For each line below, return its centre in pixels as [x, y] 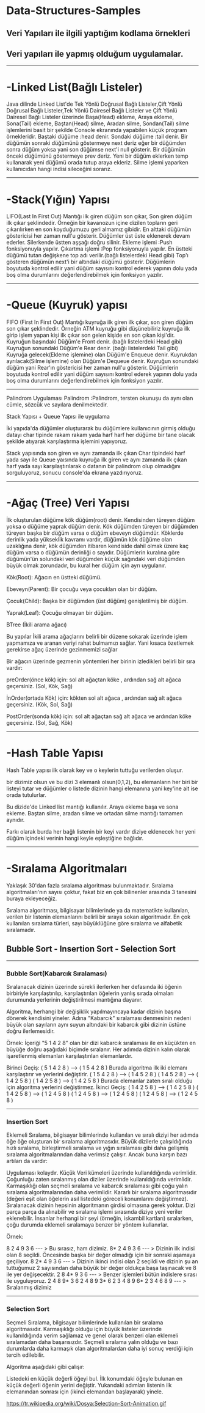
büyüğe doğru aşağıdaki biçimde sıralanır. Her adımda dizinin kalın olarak [98, 1049]
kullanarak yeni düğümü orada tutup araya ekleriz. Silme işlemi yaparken [98, 163]
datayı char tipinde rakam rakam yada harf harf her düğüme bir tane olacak [101, 435]
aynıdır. [16, 820]
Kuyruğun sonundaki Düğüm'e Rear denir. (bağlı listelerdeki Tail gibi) [92, 348]
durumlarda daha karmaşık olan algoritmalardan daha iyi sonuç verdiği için [100, 1348]
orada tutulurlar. [27, 795]
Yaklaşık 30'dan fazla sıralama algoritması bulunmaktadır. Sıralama [90, 886]
